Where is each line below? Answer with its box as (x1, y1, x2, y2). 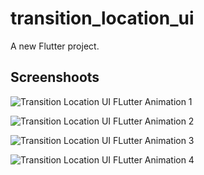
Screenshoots (10, 69, 100, 86)
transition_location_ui (10, 7, 195, 30)
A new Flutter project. (10, 40, 100, 52)
